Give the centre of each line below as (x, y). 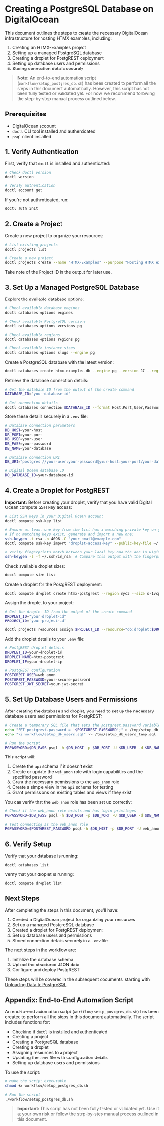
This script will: (20, 757)
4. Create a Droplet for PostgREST (57, 490)
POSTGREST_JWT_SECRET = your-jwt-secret (44, 684)
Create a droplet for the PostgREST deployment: (53, 584)
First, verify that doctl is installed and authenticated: (58, 163)
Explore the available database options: (45, 299)
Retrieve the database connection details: (47, 380)
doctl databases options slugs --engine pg (50, 353)
